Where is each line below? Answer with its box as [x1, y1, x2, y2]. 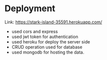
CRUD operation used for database [11, 44, 83, 50]
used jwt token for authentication [11, 34, 79, 40]
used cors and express [11, 28, 58, 34]
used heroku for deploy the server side [11, 39, 90, 44]
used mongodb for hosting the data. [11, 49, 85, 55]
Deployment [4, 3, 56, 14]
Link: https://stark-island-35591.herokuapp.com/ [4, 19, 103, 25]
